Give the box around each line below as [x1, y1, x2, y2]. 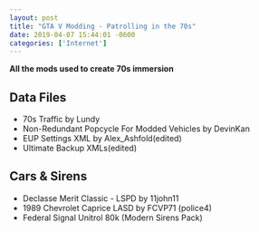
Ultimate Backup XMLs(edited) [22, 142, 138, 154]
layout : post [9, 13, 59, 23]
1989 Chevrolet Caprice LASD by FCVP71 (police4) [22, 202, 213, 213]
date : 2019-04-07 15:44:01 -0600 [9, 30, 136, 39]
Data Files [9, 90, 67, 105]
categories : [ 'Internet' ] [9, 38, 107, 48]
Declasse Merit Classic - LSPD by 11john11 [22, 192, 179, 204]
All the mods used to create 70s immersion [9, 63, 174, 74]
